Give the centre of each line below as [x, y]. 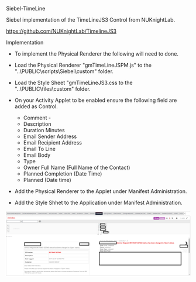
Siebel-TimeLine [26, 8]
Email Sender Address [50, 136]
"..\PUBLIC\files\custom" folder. [52, 89]
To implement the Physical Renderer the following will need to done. [96, 54]
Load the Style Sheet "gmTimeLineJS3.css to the [73, 82]
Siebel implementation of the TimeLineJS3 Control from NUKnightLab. [91, 20]
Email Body [37, 155]
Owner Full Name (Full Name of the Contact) [77, 167]
